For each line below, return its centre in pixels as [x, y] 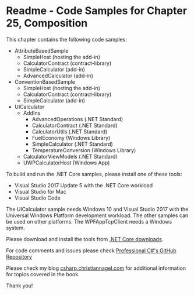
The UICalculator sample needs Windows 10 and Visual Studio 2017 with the [97, 209]
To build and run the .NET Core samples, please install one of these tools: [94, 174]
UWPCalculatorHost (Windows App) [66, 163]
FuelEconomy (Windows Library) [71, 138]
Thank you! [20, 286]
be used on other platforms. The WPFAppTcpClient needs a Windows [89, 221]
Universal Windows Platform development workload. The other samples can [97, 215]
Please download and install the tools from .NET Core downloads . [85, 239]
